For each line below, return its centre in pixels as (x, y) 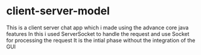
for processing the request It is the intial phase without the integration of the (101, 40)
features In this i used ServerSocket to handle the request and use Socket (98, 33)
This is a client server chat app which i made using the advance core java (97, 27)
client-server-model (58, 11)
